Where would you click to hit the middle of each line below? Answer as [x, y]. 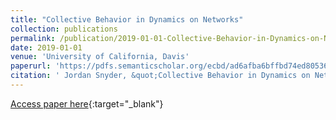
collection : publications [64, 29]
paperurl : [31, 66]
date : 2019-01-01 [46, 47]
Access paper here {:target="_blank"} [87, 103]
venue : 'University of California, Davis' [100, 57]
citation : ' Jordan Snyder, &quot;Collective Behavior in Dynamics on [160, 76]
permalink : [33, 38]
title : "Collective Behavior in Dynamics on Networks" [127, 19]
